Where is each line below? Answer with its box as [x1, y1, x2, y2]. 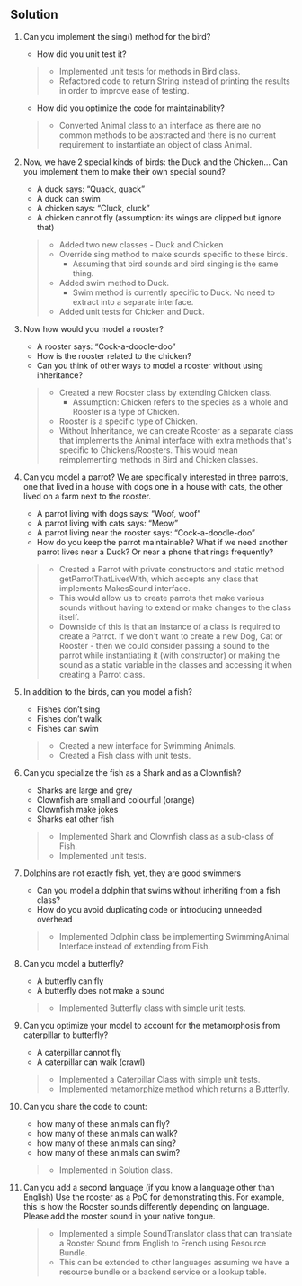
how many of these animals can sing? [36, 1138, 176, 1148]
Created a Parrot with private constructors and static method [58, 563, 285, 574]
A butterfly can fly [36, 976, 104, 986]
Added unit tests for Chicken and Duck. [58, 306, 205, 317]
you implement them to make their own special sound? [22, 166, 226, 176]
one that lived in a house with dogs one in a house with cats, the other [22, 481, 283, 491]
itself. [58, 611, 80, 622]
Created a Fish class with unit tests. [58, 750, 191, 760]
